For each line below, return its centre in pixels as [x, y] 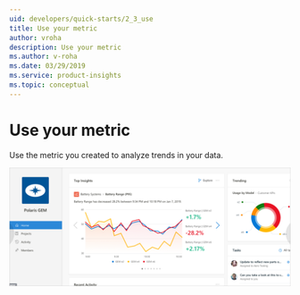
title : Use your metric [54, 28]
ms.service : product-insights [66, 76]
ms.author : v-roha [43, 57]
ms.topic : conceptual [50, 85]
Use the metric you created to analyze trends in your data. [116, 155]
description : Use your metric [66, 47]
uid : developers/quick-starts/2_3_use [81, 19]
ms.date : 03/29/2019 [48, 66]
